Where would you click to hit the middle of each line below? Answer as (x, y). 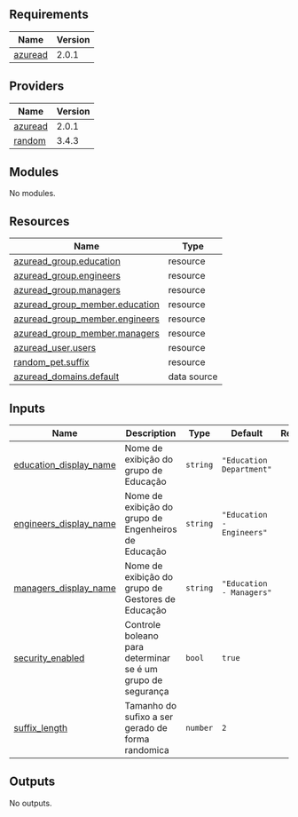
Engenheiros (151, 529)
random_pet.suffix (52, 362)
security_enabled (49, 658)
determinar (148, 658)
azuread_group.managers (67, 290)
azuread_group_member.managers (86, 334)
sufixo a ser (149, 717)
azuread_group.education (67, 261)
